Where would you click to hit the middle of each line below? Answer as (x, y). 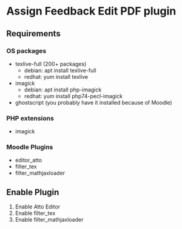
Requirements (33, 34)
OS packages (26, 51)
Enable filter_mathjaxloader (49, 220)
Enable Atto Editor (38, 207)
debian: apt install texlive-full (60, 70)
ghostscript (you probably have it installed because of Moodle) (93, 102)
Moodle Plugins (30, 147)
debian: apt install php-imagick (63, 90)
